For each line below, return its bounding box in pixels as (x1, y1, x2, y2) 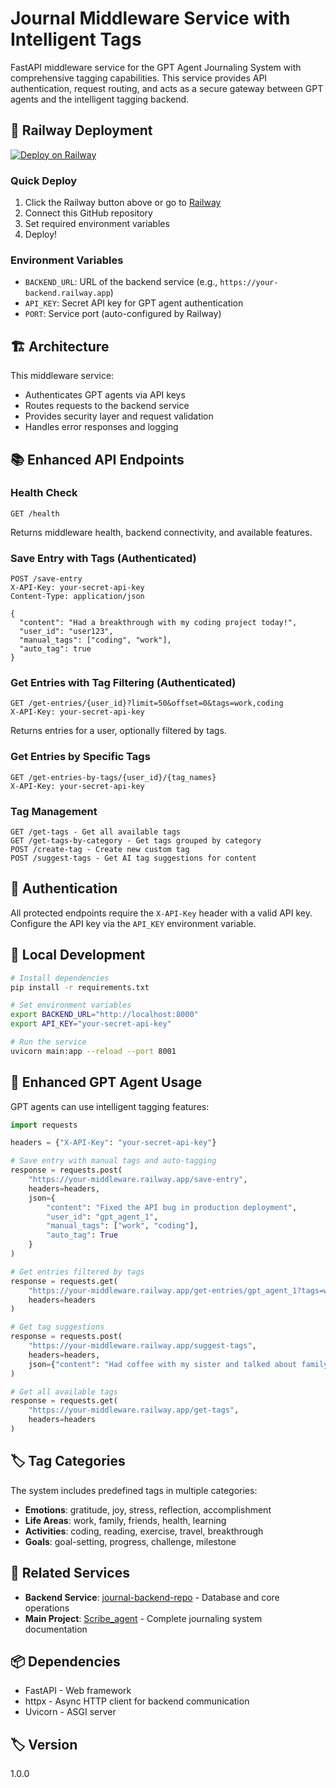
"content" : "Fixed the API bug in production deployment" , (46, 1202, 298, 1212)
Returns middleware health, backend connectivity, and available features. (10, 526, 313, 538)
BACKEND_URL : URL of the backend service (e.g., (24, 276, 218, 288)
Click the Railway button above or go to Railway (24, 197, 222, 209)
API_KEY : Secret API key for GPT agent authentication (24, 297, 244, 309)
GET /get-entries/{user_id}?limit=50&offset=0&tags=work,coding (10, 698, 284, 709)
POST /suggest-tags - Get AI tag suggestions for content (10, 853, 257, 864)
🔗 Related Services (10, 1565, 130, 1582)
